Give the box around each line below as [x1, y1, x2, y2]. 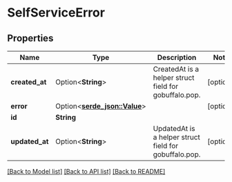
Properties [7, 32, 54, 44]
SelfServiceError [7, 5, 106, 21]
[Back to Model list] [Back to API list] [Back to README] [7, 168, 166, 175]
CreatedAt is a [153, 64, 199, 74]
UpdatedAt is [153, 124, 195, 133]
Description [157, 53, 197, 62]
